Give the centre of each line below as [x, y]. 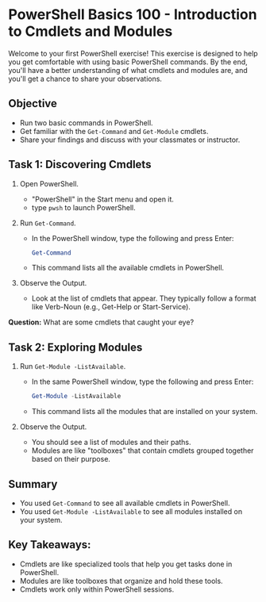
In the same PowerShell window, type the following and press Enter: [143, 382]
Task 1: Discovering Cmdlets [80, 165]
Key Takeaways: [50, 545]
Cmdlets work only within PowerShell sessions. [97, 589]
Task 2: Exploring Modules [75, 347]
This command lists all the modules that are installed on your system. [145, 412]
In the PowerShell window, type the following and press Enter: [133, 238]
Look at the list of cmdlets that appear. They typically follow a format [144, 298]
